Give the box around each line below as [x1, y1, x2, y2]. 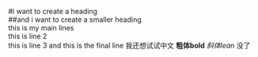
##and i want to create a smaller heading [8, 15, 142, 24]
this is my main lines [8, 23, 74, 32]
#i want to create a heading [8, 7, 97, 16]
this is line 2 [8, 31, 47, 41]
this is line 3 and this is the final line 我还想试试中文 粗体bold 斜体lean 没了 [8, 41, 251, 50]
